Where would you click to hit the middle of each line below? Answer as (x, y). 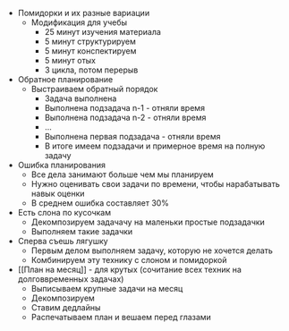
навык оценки (58, 193)
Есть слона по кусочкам (64, 212)
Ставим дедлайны (66, 307)
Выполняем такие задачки (82, 231)
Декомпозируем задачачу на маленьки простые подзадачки (148, 222)
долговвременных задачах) (71, 279)
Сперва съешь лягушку (63, 241)
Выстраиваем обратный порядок (94, 89)
